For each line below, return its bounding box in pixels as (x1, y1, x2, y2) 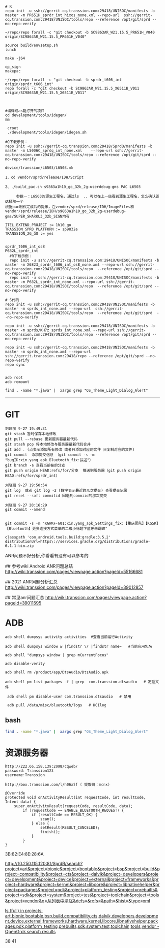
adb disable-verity (5, 661, 45, 666)
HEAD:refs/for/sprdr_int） (5, 473, 60, 478)
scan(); (40, 817, 56, 822)
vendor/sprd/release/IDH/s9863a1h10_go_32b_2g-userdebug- (5, 209, 126, 214)
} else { (31, 821, 50, 826)
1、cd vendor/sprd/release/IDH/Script (5, 175, 84, 180)
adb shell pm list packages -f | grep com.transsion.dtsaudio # (5, 679, 146, 684)
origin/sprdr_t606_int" (5, 82, 54, 87)
